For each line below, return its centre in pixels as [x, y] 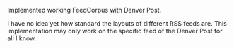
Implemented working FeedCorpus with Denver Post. [84, 10]
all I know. [22, 38]
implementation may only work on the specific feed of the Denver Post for [115, 31]
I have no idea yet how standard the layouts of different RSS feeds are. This [117, 23]
